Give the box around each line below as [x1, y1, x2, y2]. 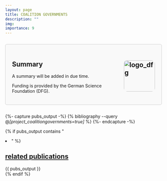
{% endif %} [5, 171, 31, 177]
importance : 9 [5, 26, 35, 31]
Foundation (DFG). [12, 88, 50, 94]
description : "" [5, 16, 39, 21]
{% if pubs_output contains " [5, 128, 64, 134]
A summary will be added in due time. [12, 73, 89, 79]
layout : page [5, 7, 32, 12]
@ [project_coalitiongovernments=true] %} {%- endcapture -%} [5, 118, 135, 125]
